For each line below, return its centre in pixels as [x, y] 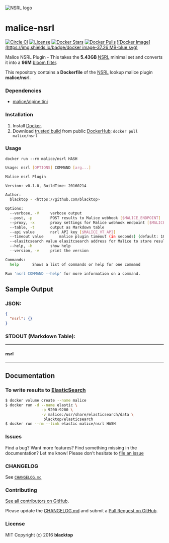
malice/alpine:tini [30, 102]
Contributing [21, 490]
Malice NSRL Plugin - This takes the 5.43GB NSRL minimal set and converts [84, 57]
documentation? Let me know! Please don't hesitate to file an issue [75, 453]
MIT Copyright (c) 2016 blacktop [39, 535]
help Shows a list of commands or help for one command [75, 264]
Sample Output [29, 289]
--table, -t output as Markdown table [57, 227]
